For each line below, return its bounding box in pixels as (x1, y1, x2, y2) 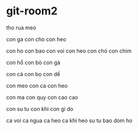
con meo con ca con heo (6, 82, 68, 89)
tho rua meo (6, 24, 37, 31)
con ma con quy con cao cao (6, 93, 79, 101)
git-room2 (6, 4, 58, 18)
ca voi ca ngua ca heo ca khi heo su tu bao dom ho (6, 117, 133, 124)
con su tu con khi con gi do (6, 105, 74, 112)
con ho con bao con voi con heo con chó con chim (6, 47, 132, 55)
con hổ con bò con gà (6, 59, 61, 66)
